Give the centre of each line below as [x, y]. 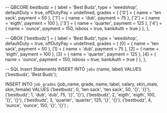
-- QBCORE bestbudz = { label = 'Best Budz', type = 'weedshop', [72, 7]
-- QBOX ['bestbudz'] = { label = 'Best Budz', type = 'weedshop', [72, 38]
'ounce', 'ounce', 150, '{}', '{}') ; [37, 105]
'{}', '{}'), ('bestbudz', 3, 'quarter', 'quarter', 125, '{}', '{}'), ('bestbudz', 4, [79, 100]
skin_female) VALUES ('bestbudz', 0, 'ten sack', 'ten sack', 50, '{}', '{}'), [78, 89]
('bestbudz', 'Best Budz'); [31, 74]
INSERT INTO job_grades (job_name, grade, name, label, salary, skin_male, [82, 84]
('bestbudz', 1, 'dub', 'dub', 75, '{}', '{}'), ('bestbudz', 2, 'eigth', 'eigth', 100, [81, 95]
